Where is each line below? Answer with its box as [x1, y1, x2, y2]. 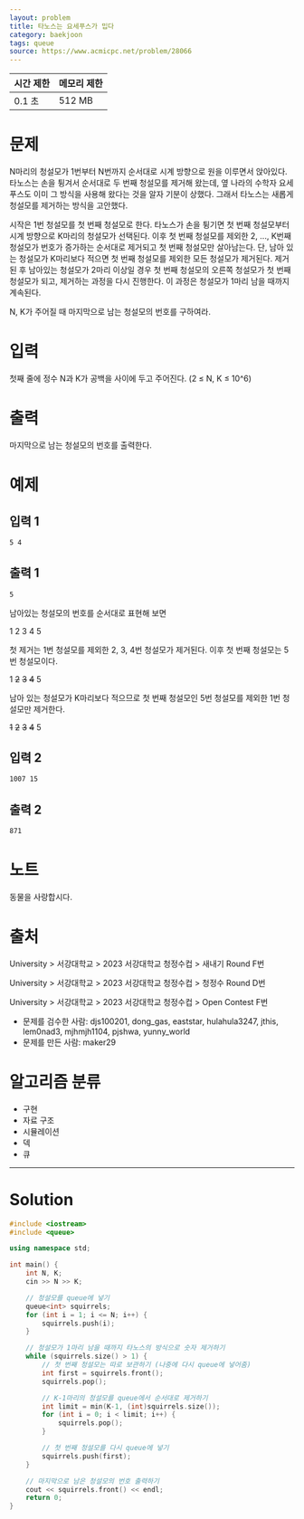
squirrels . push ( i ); [42, 1318, 116, 1328]
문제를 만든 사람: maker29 [22, 1037, 116, 1048]
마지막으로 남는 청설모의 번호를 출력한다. [9, 440, 152, 451]
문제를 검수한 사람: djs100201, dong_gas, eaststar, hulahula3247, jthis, [22, 1015, 279, 1027]
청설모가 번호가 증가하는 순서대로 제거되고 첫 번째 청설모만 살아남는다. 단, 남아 [9, 242, 285, 253]
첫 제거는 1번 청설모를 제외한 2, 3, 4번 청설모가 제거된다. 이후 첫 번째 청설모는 [9, 644, 282, 655]
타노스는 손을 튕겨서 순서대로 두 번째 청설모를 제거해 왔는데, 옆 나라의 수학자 [9, 177, 278, 188]
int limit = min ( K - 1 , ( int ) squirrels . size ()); [42, 1401, 221, 1411]
